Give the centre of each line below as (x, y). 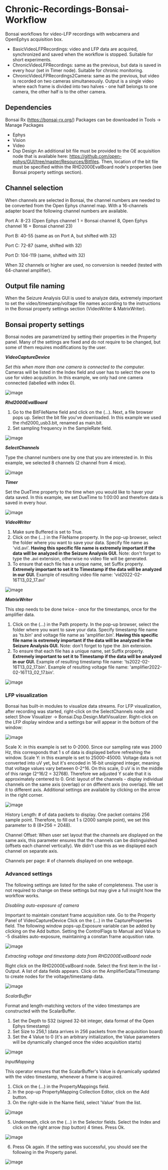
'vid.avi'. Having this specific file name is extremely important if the (84, 548)
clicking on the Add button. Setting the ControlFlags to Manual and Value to (83, 931)
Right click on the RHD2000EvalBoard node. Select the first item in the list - (83, 966)
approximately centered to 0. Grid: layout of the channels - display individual (84, 779)
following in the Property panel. (45, 1152)
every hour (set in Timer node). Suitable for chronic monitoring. (78, 70)
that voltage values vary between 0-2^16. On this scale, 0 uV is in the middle (84, 769)
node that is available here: (40, 156)
